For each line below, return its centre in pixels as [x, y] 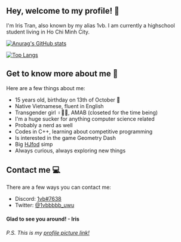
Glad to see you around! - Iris [43, 219]
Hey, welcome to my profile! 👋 [63, 11]
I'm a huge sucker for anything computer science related [85, 119]
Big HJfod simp [34, 144]
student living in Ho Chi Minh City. [48, 32]
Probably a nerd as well [44, 125]
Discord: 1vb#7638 [38, 199]
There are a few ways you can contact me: [59, 187]
